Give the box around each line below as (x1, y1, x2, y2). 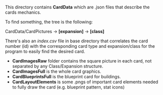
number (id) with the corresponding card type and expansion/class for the (5, 43, 155, 49)
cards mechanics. (5, 9, 41, 15)
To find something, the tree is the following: (5, 19, 93, 25)
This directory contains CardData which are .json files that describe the (5, 4, 150, 10)
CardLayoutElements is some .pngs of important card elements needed (12, 79, 159, 85)
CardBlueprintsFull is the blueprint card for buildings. (12, 74, 121, 79)
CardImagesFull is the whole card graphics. (12, 68, 102, 74)
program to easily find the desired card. (5, 49, 85, 54)
